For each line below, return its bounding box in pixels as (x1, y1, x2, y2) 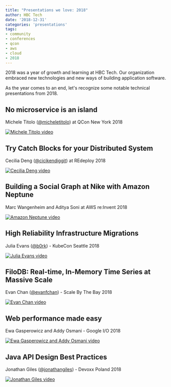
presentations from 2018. (5, 91, 58, 97)
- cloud (5, 50, 22, 56)
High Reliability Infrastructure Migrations (5, 229, 139, 238)
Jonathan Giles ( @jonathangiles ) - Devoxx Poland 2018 (5, 366, 121, 373)
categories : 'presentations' (5, 22, 68, 27)
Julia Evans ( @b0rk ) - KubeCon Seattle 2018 (5, 242, 100, 249)
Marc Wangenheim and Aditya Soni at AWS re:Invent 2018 (5, 204, 127, 210)
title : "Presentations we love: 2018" (5, 7, 88, 13)
